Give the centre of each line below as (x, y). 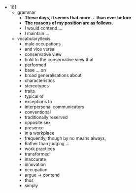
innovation (35, 164)
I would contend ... (43, 28)
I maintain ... (37, 33)
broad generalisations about (53, 75)
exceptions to (38, 101)
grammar (26, 12)
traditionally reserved (46, 117)
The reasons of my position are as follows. (69, 23)
